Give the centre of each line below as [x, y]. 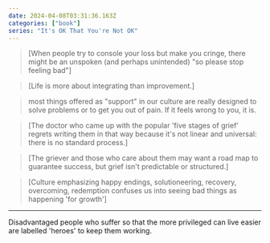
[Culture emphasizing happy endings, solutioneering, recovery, [132, 182]
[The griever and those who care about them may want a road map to [143, 158]
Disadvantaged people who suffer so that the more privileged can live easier [135, 222]
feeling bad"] [50, 71]
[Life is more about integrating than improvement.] [111, 86]
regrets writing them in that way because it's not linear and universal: [142, 134]
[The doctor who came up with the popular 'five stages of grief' [133, 126]
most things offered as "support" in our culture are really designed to [142, 102]
